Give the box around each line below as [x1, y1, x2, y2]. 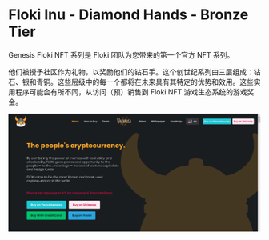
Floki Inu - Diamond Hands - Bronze [8, 6, 249, 24]
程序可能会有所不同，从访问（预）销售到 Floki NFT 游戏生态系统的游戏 [14, 86, 247, 97]
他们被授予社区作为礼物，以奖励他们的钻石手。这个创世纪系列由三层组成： [8, 66, 254, 77]
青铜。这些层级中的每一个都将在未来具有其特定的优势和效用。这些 [35, 77, 254, 86]
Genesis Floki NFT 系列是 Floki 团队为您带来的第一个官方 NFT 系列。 [8, 50, 235, 59]
